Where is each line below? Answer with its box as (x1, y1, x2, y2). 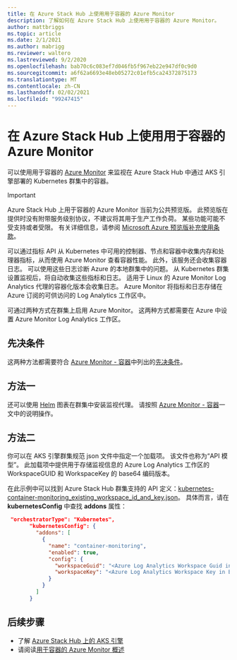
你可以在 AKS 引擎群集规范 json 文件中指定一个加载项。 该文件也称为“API (7, 452, 220, 460)
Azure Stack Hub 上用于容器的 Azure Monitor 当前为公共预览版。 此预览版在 (7, 205, 229, 214)
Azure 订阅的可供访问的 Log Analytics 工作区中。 (7, 291, 150, 299)
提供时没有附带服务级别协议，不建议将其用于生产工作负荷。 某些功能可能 (7, 214, 219, 222)
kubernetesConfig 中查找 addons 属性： (7, 502, 127, 510)
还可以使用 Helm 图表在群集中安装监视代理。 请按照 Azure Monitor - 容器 (7, 400, 219, 409)
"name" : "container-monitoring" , (48, 542, 147, 549)
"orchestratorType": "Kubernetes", (10, 516, 115, 523)
